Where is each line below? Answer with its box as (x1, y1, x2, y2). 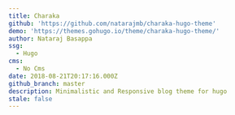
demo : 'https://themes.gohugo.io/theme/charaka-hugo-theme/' (8, 27, 220, 35)
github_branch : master (8, 79, 85, 87)
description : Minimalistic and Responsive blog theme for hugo (8, 87, 228, 96)
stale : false (8, 95, 53, 103)
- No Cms (15, 65, 46, 73)
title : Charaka (8, 11, 60, 20)
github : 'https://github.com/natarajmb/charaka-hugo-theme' (8, 19, 217, 28)
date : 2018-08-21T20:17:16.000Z (8, 72, 118, 80)
